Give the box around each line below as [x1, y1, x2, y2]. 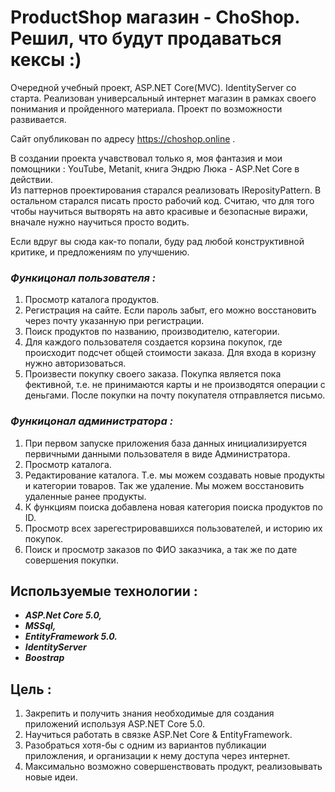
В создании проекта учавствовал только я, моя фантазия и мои [10, 152, 283, 164]
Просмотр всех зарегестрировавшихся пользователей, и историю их [24, 522, 323, 534]
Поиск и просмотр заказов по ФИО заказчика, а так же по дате [24, 543, 298, 555]
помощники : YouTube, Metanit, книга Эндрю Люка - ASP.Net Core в [10, 162, 300, 175]
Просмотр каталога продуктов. [24, 294, 160, 306]
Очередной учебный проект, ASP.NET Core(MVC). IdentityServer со [10, 81, 297, 93]
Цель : [10, 681, 52, 698]
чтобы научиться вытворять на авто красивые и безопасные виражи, [10, 205, 309, 217]
